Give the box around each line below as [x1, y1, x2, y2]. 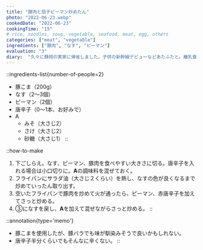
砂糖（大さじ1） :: [24, 134, 68, 142]
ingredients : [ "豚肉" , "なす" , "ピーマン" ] [6, 43, 111, 49]
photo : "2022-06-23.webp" [6, 15, 71, 21]
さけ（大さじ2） [24, 127, 65, 134]
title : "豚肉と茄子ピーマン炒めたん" [6, 8, 89, 15]
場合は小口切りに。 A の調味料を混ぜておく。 [25, 167, 136, 174]
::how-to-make [6, 146, 43, 154]
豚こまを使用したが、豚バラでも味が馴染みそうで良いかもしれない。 [14, 229, 185, 237]
